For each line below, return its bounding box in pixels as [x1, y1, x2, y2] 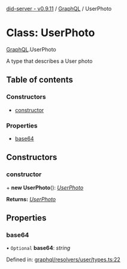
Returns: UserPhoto [6, 195, 56, 202]
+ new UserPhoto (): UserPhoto [6, 184, 84, 191]
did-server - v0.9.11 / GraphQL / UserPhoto [6, 5, 112, 12]
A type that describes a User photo [6, 57, 93, 65]
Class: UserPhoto [6, 26, 95, 40]
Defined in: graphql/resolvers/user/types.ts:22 [6, 256, 121, 263]
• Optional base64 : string [6, 244, 71, 252]
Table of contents [6, 75, 73, 85]
